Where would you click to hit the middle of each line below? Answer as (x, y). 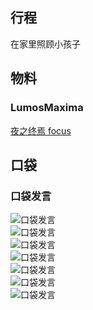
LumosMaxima (47, 108)
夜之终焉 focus (41, 130)
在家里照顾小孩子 (45, 44)
